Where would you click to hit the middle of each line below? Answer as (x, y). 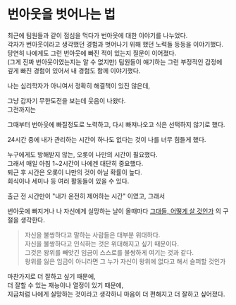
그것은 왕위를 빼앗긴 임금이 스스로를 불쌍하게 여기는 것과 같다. (109, 252)
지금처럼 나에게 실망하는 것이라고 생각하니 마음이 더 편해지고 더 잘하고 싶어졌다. (116, 294)
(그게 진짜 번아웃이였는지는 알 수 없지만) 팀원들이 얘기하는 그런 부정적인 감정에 (115, 61)
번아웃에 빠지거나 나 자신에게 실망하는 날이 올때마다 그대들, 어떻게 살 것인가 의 (114, 211)
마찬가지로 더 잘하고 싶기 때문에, (52, 276)
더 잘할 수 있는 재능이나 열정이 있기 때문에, (66, 285)
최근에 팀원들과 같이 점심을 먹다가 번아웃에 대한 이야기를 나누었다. (98, 35)
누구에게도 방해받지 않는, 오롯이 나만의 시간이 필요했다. (82, 154)
